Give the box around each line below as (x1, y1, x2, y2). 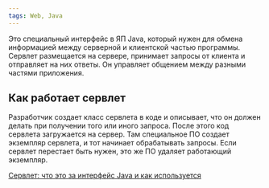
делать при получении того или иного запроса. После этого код (8, 121, 230, 131)
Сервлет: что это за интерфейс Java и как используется (8, 170, 201, 181)
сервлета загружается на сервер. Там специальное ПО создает (8, 129, 230, 139)
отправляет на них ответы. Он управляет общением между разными (8, 59, 246, 69)
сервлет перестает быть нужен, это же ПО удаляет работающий (8, 146, 232, 157)
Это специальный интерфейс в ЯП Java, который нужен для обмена (8, 34, 243, 43)
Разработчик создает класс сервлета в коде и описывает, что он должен (8, 112, 261, 122)
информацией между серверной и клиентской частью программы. (8, 42, 241, 52)
